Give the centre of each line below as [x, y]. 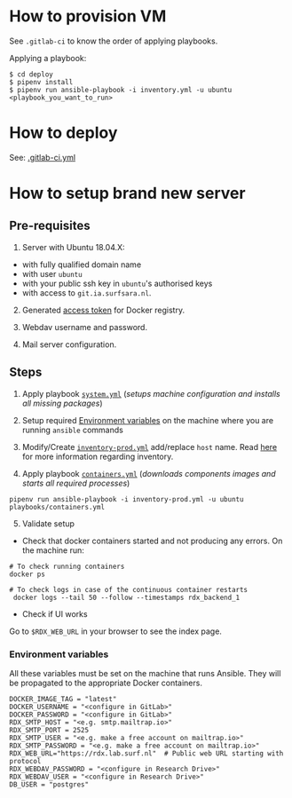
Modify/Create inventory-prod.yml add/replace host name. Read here [150, 446]
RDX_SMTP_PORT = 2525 [49, 730]
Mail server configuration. [69, 344]
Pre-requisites [50, 226]
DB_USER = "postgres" [49, 784]
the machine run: [53, 550]
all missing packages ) [63, 403]
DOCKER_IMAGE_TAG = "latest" [63, 699]
